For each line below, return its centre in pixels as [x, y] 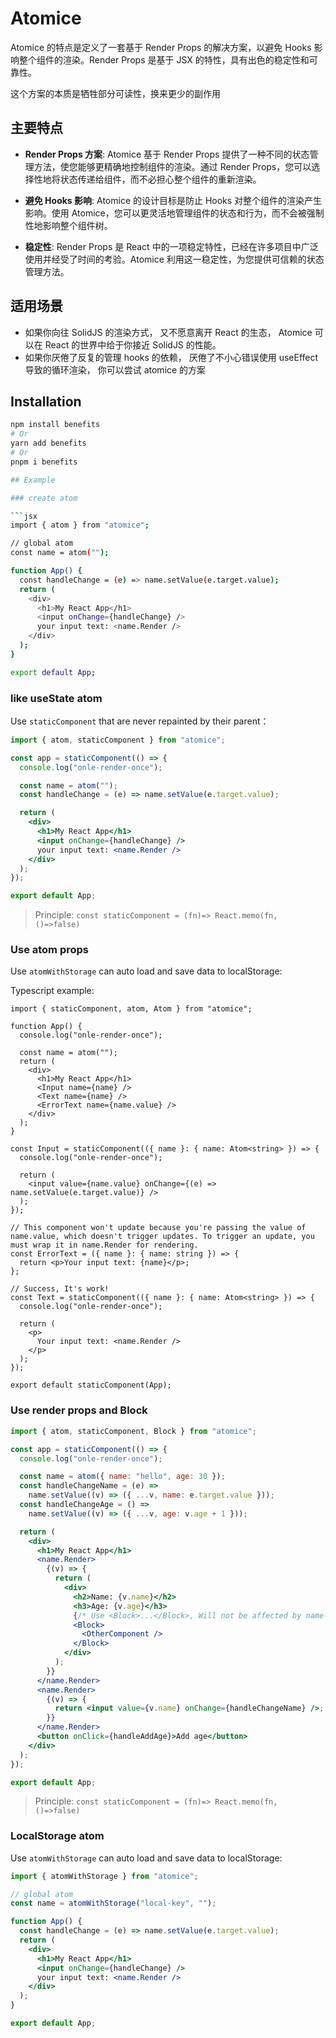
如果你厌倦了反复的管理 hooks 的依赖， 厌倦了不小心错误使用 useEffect [171, 357]
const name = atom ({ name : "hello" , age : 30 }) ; [122, 1477]
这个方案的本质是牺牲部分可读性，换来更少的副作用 [115, 93]
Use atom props [50, 950]
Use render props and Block [79, 1410]
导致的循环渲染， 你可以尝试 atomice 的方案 [115, 369]
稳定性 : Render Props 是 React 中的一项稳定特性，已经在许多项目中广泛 [171, 246]
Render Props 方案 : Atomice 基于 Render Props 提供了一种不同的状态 [167, 154]
